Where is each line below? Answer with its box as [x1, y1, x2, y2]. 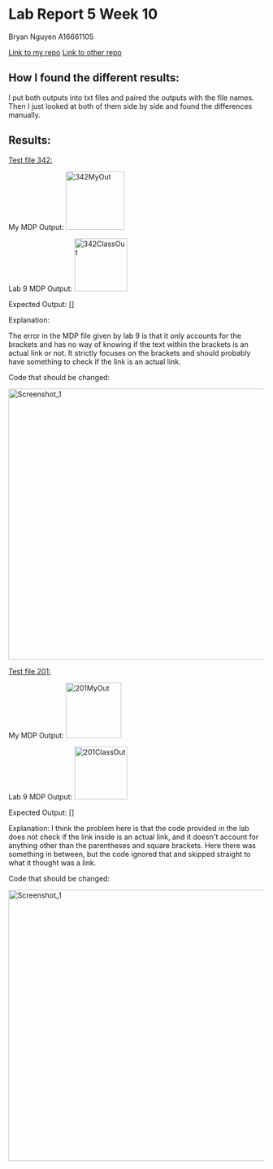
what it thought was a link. [8, 858, 97, 868]
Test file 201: [8, 666, 51, 676]
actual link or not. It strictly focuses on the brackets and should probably [8, 348, 251, 357]
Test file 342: [8, 155, 53, 165]
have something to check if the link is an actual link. [8, 357, 181, 366]
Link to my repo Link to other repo [8, 47, 122, 57]
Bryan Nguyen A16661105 [8, 32, 94, 41]
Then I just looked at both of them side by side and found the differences [8, 101, 253, 110]
